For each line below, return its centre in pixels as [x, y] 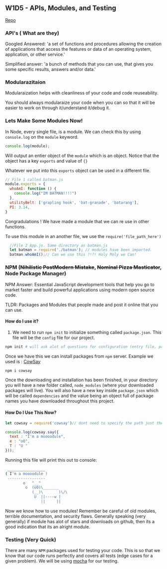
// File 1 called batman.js [34, 179]
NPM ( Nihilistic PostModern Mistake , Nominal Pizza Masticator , [83, 267]
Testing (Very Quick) [31, 540]
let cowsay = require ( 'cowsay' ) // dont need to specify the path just [80, 423]
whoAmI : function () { [33, 189]
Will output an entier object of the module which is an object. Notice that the [82, 156]
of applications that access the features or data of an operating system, [79, 49]
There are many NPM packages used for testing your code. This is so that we [83, 551]
